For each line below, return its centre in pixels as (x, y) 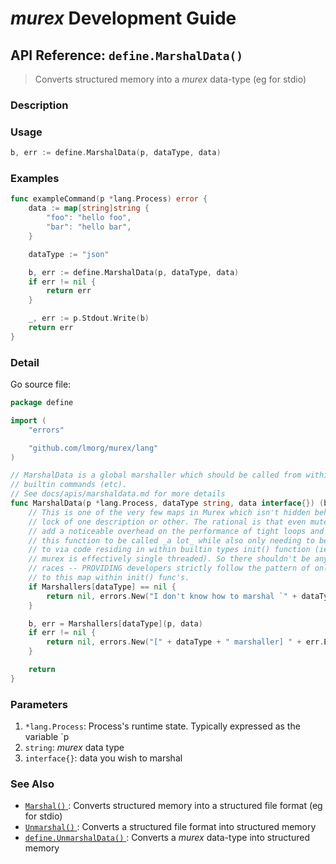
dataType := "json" (69, 254)
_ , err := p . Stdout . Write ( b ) (89, 318)
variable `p (47, 737)
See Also (32, 784)
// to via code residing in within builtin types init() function (169, 550)
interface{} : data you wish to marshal (103, 758)
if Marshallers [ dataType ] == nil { (102, 587)
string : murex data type (74, 748)
